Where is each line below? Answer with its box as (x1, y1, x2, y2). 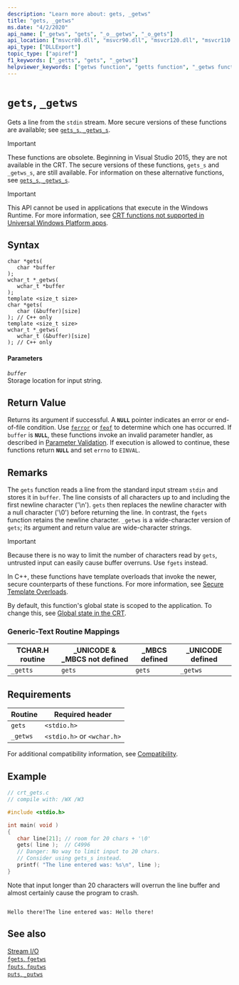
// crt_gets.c (7, 789, 50, 797)
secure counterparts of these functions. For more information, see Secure (7, 580, 224, 589)
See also (7, 928, 46, 940)
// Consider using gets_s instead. (16, 855, 122, 862)
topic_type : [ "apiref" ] (7, 51, 78, 58)
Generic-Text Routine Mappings (7, 626, 120, 636)
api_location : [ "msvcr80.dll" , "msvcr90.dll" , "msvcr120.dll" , (7, 37, 199, 44)
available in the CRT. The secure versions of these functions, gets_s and (7, 160, 219, 169)
